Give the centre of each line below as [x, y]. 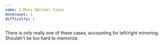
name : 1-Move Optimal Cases [35, 10]
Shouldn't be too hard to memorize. [42, 38]
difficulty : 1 [20, 19]
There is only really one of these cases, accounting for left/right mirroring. [82, 33]
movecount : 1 [19, 14]
